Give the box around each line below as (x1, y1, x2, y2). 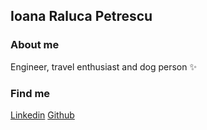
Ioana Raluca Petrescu (10, 8, 153, 25)
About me (10, 38, 60, 52)
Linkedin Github (10, 109, 75, 121)
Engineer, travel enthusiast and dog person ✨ (10, 60, 197, 73)
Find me (10, 86, 51, 100)
